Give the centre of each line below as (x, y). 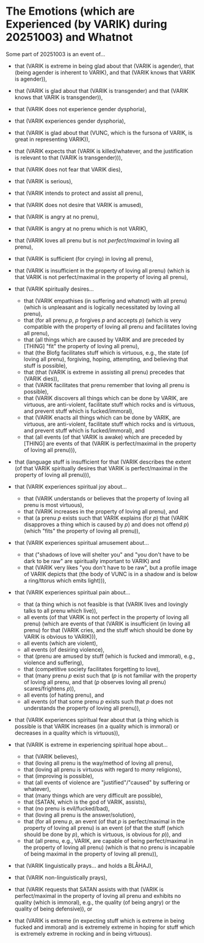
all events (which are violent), (61, 643)
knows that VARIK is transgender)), (59, 97)
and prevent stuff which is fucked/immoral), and (84, 430)
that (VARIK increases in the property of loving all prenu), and (101, 511)
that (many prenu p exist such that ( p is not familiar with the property (110, 675)
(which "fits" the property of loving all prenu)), (82, 531)
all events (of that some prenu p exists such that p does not (98, 701)
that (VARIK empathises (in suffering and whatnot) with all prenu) (105, 300)
